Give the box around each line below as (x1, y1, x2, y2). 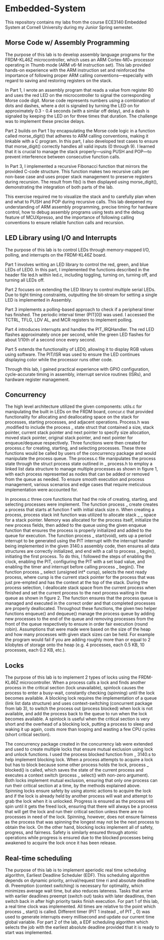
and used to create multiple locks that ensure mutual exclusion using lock (5, 746, 153, 752)
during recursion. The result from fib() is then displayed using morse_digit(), (5, 179, 158, 185)
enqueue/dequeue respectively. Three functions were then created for (5, 440, 147, 446)
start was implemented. (5, 930, 53, 935)
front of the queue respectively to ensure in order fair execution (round (5, 621, 148, 627)
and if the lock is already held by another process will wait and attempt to (5, 793, 153, 799)
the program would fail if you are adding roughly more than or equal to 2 (5, 637, 151, 643)
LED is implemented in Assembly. (5, 297, 72, 303)
